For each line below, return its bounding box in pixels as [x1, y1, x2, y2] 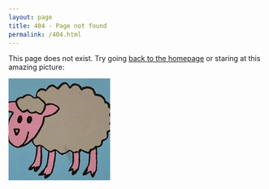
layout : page [8, 13, 53, 21]
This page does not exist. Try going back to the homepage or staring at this [8, 54, 261, 64]
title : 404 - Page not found [8, 21, 107, 30]
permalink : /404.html [8, 30, 82, 38]
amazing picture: [8, 62, 65, 73]
